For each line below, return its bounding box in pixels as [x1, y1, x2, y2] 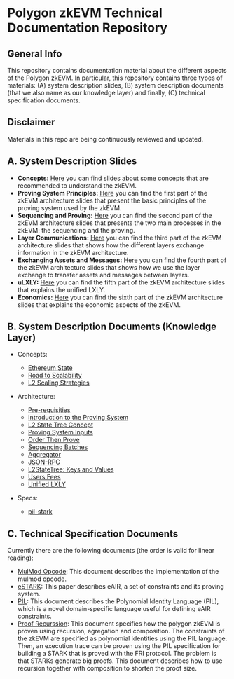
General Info [7, 48, 62, 60]
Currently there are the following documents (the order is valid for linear [7, 547, 215, 555]
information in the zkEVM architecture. [17, 248, 129, 256]
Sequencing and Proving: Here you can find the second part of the [17, 211, 212, 219]
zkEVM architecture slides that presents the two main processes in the [17, 219, 221, 227]
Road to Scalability [27, 371, 82, 380]
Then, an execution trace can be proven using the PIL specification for [17, 642, 221, 650]
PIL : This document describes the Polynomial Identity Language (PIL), [17, 597, 219, 605]
